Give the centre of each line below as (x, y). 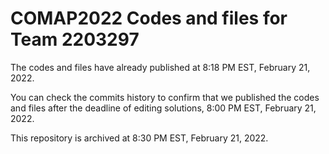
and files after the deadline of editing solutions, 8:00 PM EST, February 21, (163, 108)
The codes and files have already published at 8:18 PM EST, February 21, (160, 67)
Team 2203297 (75, 39)
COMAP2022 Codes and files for (149, 18)
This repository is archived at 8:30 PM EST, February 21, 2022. (139, 138)
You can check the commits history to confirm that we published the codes (165, 97)
